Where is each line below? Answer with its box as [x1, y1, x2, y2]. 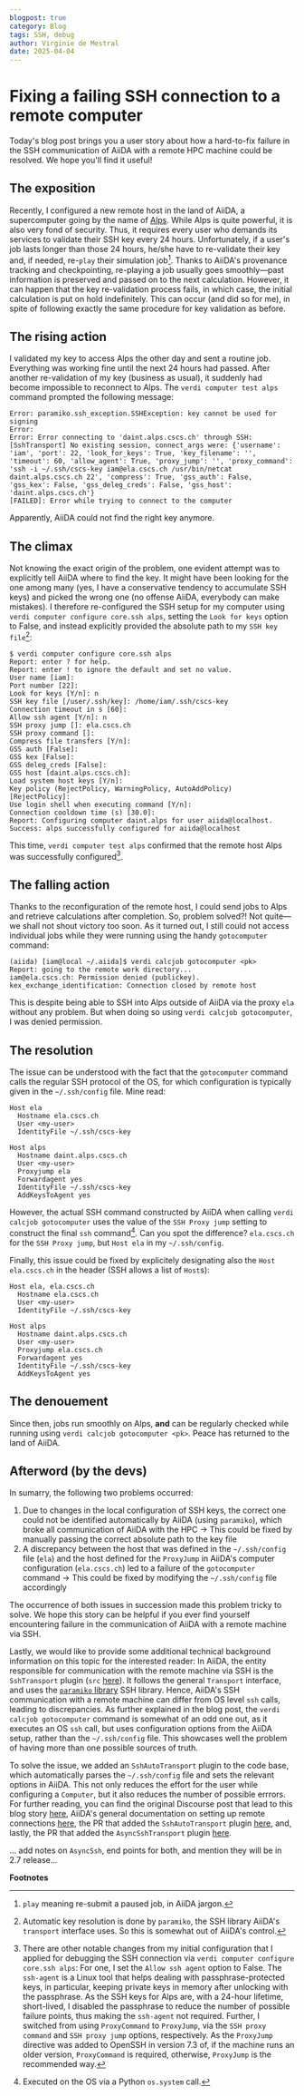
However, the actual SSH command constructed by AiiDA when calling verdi [9, 1207, 294, 1218]
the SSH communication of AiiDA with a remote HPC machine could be [9, 145, 273, 156]
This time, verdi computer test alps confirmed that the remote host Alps [9, 840, 283, 851]
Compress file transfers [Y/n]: [9, 736, 131, 746]
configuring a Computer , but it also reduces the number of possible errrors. [9, 1789, 287, 1800]
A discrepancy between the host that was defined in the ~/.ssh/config [22, 1544, 287, 1555]
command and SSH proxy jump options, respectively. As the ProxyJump [22, 2030, 273, 2041]
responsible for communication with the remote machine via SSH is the [9, 1665, 274, 1676]
